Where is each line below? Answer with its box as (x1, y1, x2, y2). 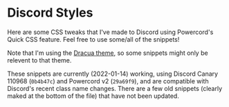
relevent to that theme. (7, 56, 72, 64)
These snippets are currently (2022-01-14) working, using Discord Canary (7, 69, 219, 78)
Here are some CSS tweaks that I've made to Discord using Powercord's (7, 28, 214, 36)
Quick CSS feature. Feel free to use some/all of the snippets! (7, 35, 180, 43)
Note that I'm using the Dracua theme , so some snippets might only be (7, 49, 209, 57)
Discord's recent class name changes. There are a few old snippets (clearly (7, 84, 223, 92)
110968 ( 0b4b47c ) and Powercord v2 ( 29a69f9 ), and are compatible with (7, 76, 209, 85)
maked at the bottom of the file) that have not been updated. (7, 92, 180, 100)
